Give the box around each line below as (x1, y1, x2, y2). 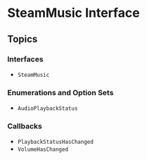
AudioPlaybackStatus (17, 105, 78, 112)
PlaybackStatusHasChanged (17, 139, 94, 146)
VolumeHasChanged (17, 146, 69, 153)
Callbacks (7, 121, 42, 131)
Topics (7, 33, 38, 45)
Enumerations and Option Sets (7, 87, 114, 97)
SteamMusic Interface (7, 5, 140, 21)
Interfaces (7, 54, 44, 64)
